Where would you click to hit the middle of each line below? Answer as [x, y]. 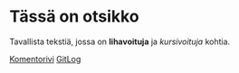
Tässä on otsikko [74, 17]
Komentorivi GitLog [45, 59]
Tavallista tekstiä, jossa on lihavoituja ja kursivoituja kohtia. [120, 41]
